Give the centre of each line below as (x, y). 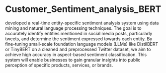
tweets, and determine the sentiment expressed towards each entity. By (79, 39)
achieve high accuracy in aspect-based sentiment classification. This (76, 54)
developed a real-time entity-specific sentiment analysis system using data (82, 23)
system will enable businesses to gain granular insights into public (73, 60)
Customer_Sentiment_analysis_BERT (83, 9)
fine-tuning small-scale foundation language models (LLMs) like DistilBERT (82, 44)
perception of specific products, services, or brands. (59, 65)
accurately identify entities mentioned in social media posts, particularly (79, 33)
